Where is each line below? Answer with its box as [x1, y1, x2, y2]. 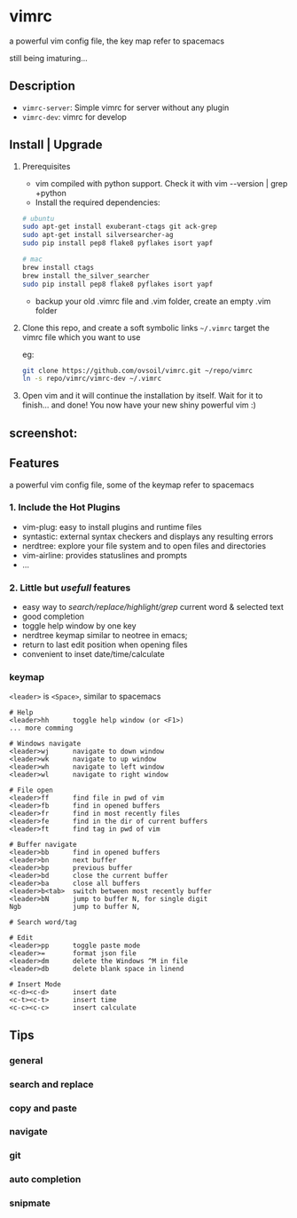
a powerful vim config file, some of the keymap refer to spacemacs [9, 479, 254, 490]
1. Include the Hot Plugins [9, 502, 121, 514]
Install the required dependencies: [35, 197, 161, 208]
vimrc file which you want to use [21, 331, 141, 343]
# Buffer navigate [9, 841, 77, 850]
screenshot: [9, 425, 78, 440]
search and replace [9, 1078, 95, 1090]
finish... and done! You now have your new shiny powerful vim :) [21, 399, 257, 410]
